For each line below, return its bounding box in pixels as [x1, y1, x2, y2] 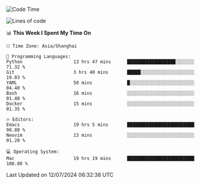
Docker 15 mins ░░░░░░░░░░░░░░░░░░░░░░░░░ [6, 101, 195, 107]
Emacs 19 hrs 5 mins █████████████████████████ [6, 122, 195, 128]
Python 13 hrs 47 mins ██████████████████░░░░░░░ [6, 59, 195, 65]
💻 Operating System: [6, 149, 60, 155]
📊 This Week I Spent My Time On [6, 29, 91, 36]
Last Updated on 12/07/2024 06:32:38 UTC [6, 171, 114, 178]
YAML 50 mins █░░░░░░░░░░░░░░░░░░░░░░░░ [6, 80, 195, 86]
